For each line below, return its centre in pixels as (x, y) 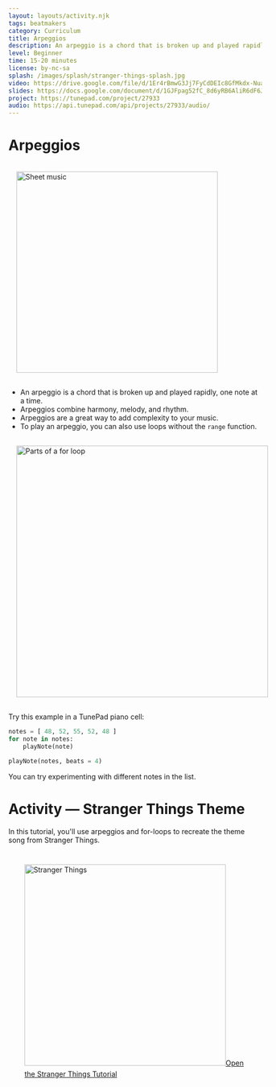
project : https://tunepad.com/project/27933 (84, 98)
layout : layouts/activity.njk (59, 16)
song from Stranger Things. (54, 840)
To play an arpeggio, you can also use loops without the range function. (138, 427)
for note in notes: (41, 739)
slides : (21, 91)
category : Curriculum (45, 31)
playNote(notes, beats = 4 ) (56, 761)
